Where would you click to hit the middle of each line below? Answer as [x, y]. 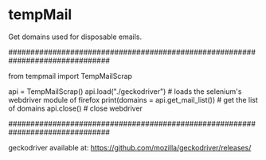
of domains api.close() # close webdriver [76, 108]
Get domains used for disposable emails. [75, 37]
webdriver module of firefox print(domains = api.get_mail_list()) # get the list [133, 100]
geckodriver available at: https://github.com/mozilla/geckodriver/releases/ [130, 147]
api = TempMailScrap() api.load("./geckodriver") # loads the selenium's [125, 91]
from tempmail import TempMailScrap [70, 76]
